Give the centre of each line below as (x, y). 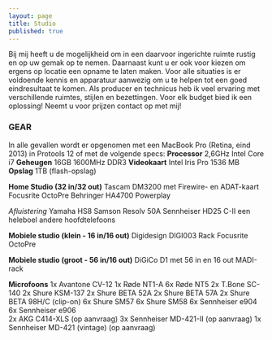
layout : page (30, 16)
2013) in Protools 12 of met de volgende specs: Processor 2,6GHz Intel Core (136, 153)
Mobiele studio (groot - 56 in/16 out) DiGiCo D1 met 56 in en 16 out (121, 259)
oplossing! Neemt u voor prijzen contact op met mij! (95, 106)
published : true (36, 31)
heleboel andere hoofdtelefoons (62, 220)
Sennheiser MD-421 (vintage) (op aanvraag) (82, 327)
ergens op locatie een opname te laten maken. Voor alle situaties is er (125, 72)
